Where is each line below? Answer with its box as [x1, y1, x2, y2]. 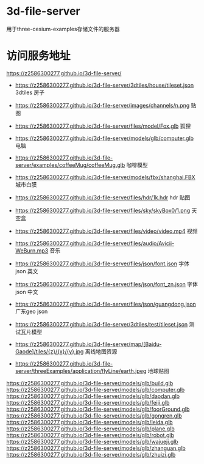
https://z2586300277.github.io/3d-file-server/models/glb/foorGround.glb [6, 405, 190, 413]
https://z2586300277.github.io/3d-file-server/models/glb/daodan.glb [6, 392, 180, 400]
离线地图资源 [85, 347, 118, 355]
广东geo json [15, 307, 48, 315]
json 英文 [15, 267, 38, 274]
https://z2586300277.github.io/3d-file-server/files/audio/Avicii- [15, 240, 175, 247]
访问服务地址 [6, 49, 71, 63]
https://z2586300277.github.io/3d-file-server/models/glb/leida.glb [6, 418, 173, 425]
